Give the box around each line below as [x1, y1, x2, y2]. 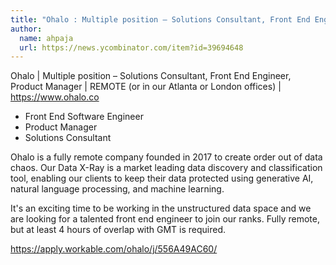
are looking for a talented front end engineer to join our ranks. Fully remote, [10, 213, 320, 225]
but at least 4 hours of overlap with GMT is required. [10, 224, 227, 236]
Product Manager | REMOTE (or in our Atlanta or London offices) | [10, 81, 282, 93]
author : [10, 24, 43, 34]
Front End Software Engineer [24, 111, 144, 123]
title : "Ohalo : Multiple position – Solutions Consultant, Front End [10, 14, 311, 25]
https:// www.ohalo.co [10, 91, 100, 103]
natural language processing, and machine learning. [10, 183, 225, 195]
